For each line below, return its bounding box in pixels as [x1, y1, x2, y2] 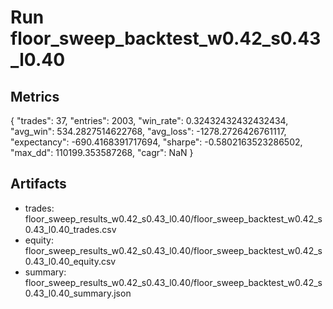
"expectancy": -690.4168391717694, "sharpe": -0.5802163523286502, [10, 136, 303, 148]
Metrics [10, 88, 60, 105]
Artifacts [10, 176, 67, 193]
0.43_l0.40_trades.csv [24, 223, 117, 235]
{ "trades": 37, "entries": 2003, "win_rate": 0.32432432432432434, [10, 115, 289, 126]
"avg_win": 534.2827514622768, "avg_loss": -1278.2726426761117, [10, 126, 287, 137]
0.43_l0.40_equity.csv [24, 255, 117, 267]
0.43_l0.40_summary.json [24, 287, 132, 299]
